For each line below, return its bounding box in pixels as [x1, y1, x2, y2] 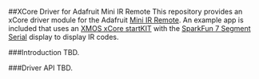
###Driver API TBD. [8, 63, 74, 73]
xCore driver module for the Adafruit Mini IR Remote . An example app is [8, 15, 244, 25]
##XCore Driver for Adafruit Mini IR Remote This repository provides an [8, 7, 243, 16]
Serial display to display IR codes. [8, 32, 119, 41]
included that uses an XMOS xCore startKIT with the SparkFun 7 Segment [8, 24, 251, 33]
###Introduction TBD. [8, 48, 80, 57]
